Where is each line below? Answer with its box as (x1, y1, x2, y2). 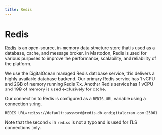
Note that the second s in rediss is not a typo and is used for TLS (5, 119, 138, 125)
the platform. (5, 60, 31, 67)
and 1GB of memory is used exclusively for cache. (5, 86, 107, 92)
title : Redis (5, 7, 32, 12)
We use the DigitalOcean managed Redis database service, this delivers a (5, 70, 155, 76)
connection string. (5, 101, 42, 107)
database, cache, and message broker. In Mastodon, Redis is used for (5, 50, 147, 56)
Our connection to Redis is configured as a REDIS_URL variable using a (5, 95, 146, 101)
